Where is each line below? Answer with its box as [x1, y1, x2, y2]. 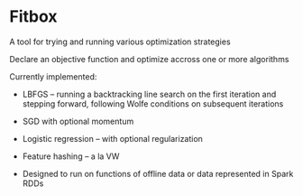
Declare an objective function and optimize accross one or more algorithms [9, 53, 289, 64]
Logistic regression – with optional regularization [22, 133, 203, 144]
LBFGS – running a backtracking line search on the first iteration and [22, 89, 277, 99]
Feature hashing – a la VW [22, 151, 120, 162]
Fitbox [9, 6, 58, 27]
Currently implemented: [9, 70, 97, 82]
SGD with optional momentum [22, 116, 134, 126]
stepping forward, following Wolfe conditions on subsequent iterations [22, 98, 284, 109]
